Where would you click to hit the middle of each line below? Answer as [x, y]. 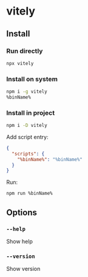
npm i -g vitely [27, 92]
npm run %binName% [29, 193]
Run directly [25, 51]
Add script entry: [27, 137]
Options [22, 212]
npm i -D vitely [27, 126]
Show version [23, 269]
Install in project [31, 112]
